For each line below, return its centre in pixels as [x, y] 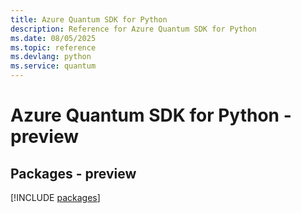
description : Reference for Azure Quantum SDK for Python [133, 29]
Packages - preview [73, 173]
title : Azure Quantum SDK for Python [89, 19]
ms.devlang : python [51, 57]
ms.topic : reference [53, 47]
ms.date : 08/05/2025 [53, 38]
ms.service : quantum [53, 66]
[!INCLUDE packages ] [55, 197]
